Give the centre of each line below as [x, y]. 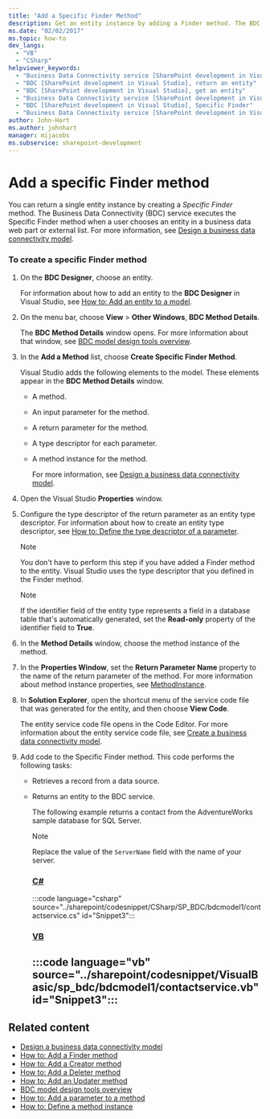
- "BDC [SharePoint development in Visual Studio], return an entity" [136, 83]
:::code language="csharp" [77, 899]
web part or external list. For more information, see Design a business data [132, 231]
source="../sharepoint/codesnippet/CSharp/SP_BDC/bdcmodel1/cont [146, 907]
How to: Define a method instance [76, 1107]
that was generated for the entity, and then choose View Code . [125, 708]
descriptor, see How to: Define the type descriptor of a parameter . [129, 531]
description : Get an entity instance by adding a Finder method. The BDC [135, 23]
